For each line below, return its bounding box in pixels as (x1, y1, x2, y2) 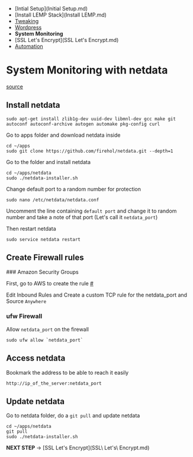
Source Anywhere (6, 297, 47, 304)
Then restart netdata (6, 225, 56, 232)
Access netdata (6, 353, 66, 363)
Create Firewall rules (6, 253, 84, 263)
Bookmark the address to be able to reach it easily (6, 369, 129, 376)
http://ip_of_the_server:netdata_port (6, 380, 102, 387)
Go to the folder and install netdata (6, 158, 91, 165)
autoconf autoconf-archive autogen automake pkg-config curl (6, 121, 160, 127)
